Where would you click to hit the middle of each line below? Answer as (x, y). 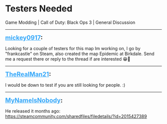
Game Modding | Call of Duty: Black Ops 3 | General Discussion (70, 22)
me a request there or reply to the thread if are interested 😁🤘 (68, 59)
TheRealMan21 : (28, 74)
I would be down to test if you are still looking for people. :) (65, 85)
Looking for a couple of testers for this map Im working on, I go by (73, 48)
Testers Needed (39, 9)
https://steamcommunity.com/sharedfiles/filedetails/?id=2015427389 (76, 116)
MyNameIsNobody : (34, 100)
